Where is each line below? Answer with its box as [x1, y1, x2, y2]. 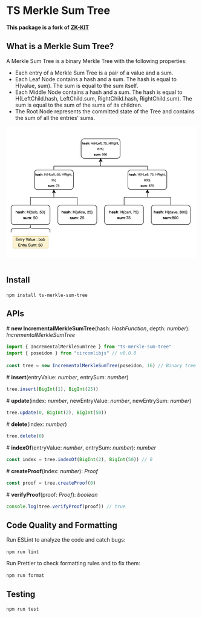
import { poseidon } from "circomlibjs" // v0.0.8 [6, 350, 137, 356]
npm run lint [6, 549, 39, 555]
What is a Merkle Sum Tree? [6, 41, 114, 51]
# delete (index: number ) [6, 420, 68, 428]
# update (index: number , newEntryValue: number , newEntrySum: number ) [6, 397, 192, 405]
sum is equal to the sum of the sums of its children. [15, 101, 143, 108]
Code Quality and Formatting [6, 520, 118, 530]
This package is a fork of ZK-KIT [6, 24, 90, 31]
